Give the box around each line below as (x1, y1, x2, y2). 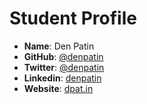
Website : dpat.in (23, 82, 94, 94)
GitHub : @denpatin (23, 50, 104, 62)
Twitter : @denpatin (23, 61, 105, 73)
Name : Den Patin (23, 40, 95, 52)
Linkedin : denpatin (23, 72, 102, 84)
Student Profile (9, 7, 137, 30)
